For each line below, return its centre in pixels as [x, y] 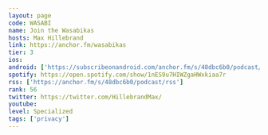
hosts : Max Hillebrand [46, 38]
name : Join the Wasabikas [51, 30]
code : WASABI [30, 23]
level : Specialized [41, 112]
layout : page [30, 15]
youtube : [23, 104]
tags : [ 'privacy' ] [39, 119]
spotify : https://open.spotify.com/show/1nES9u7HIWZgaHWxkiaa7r [117, 75]
